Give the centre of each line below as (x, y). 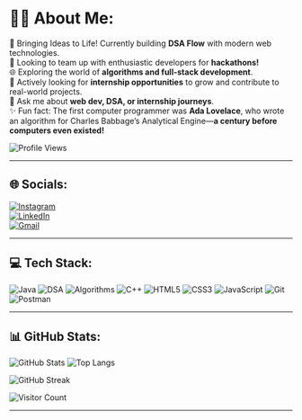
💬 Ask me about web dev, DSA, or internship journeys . (111, 101)
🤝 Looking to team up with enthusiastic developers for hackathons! (134, 62)
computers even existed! (57, 130)
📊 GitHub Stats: (55, 336)
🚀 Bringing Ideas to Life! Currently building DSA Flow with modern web (141, 43)
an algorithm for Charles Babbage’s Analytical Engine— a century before (143, 121)
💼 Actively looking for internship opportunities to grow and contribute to (145, 82)
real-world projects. (46, 91)
